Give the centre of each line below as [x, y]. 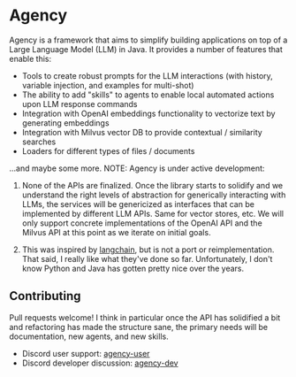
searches [39, 142]
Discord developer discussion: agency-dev [100, 363]
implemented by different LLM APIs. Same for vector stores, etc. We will [153, 213]
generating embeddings [65, 123]
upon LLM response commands [80, 104]
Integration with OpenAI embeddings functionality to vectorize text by [148, 113]
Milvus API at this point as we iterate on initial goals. [116, 232]
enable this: [30, 58]
